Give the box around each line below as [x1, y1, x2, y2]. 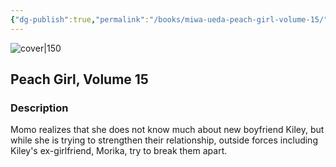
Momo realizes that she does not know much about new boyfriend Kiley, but [10, 124, 325, 136]
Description [10, 101, 69, 115]
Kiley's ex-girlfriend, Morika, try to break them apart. [10, 145, 228, 157]
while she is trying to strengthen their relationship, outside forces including [10, 134, 318, 146]
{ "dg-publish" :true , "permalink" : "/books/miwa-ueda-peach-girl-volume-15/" [10, 14, 329, 25]
